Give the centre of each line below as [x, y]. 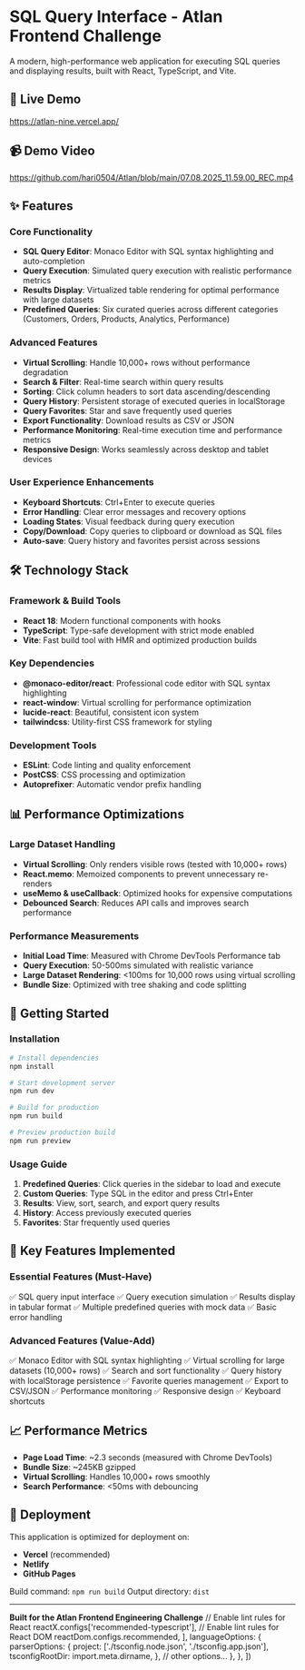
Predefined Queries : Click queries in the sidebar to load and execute [152, 1184]
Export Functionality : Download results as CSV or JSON [128, 420]
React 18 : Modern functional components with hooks [122, 620]
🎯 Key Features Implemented [92, 1251]
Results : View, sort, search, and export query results [121, 1203]
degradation [45, 372]
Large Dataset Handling [63, 845]
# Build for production [54, 1108]
